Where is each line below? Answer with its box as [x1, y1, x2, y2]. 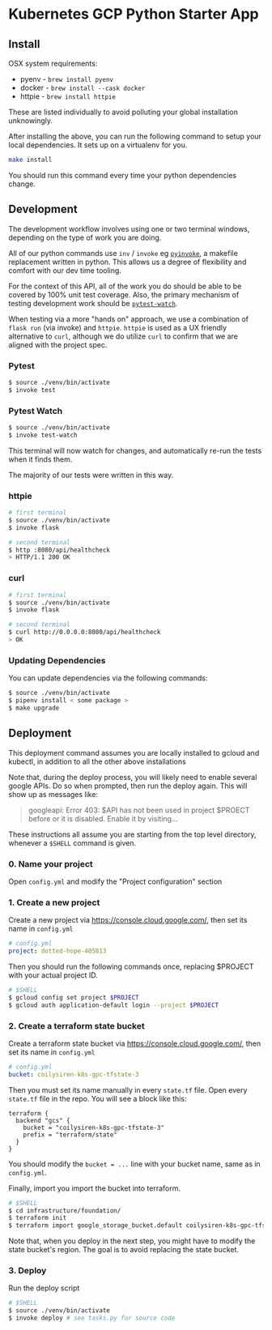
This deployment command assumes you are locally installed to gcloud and [8, 748, 260, 757]
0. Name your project [8, 858, 93, 869]
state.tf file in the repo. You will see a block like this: [8, 1093, 187, 1103]
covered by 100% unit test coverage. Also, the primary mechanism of [8, 289, 240, 300]
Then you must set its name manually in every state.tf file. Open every [8, 1085, 248, 1094]
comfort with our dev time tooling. [8, 265, 121, 275]
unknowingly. [8, 116, 53, 126]
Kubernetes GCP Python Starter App [8, 5, 259, 23]
